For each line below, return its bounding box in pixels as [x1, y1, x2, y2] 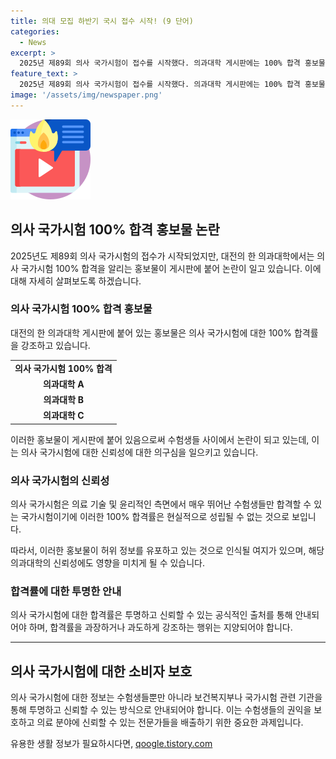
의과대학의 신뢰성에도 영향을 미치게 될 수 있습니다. [10, 557, 206, 569]
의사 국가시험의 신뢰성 [10, 473, 110, 487]
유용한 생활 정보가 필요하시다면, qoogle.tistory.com [10, 738, 213, 750]
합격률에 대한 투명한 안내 [10, 585, 122, 599]
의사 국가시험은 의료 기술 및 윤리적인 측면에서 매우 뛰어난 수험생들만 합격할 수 [10, 498, 312, 510]
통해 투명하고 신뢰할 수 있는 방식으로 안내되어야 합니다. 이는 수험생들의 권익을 [10, 704, 312, 716]
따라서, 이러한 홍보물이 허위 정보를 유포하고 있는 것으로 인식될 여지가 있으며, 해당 [10, 545, 325, 557]
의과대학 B [43, 394, 85, 406]
